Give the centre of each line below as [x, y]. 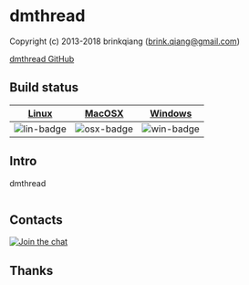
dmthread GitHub [42, 58]
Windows [171, 113]
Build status [44, 88]
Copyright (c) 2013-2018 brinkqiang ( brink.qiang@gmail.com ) [124, 41]
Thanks [31, 270]
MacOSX [104, 113]
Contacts [36, 220]
